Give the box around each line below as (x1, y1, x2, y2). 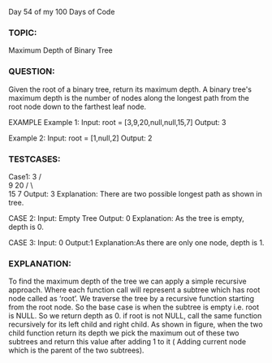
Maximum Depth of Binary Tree (8, 45, 114, 55)
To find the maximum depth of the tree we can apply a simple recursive (8, 276, 247, 287)
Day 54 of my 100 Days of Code (8, 7, 115, 16)
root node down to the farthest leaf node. (8, 102, 147, 111)
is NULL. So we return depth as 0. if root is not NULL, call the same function (8, 311, 262, 321)
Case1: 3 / (8, 171, 42, 181)
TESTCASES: (8, 153, 61, 165)
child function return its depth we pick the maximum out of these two (8, 328, 240, 338)
